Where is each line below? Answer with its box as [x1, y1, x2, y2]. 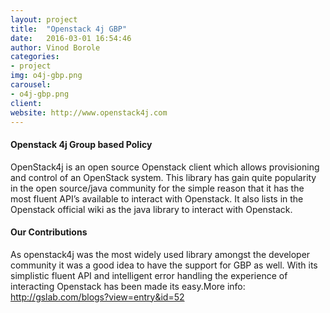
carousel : [10, 80, 52, 90]
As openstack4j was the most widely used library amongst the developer [10, 248, 311, 260]
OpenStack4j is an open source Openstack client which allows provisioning [10, 161, 320, 173]
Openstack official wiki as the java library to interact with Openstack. [10, 203, 293, 215]
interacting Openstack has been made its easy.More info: [10, 280, 246, 292]
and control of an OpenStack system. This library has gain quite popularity [10, 171, 317, 183]
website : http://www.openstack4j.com [10, 107, 168, 118]
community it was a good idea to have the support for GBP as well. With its [10, 259, 318, 271]
